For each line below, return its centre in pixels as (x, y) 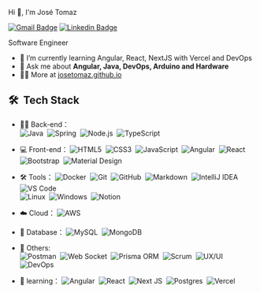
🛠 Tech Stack (44, 100)
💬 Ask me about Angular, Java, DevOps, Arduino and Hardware (124, 66)
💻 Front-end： (44, 149)
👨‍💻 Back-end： (44, 124)
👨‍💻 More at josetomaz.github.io (71, 74)
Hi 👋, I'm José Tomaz (43, 12)
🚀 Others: (35, 247)
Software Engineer (38, 43)
